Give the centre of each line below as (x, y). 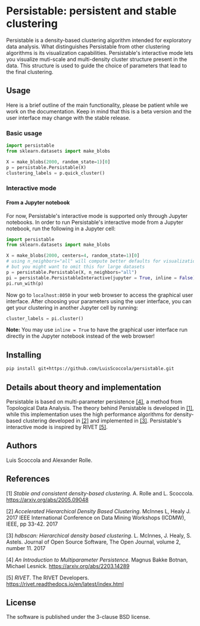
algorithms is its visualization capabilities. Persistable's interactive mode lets (100, 53)
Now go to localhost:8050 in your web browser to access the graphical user (100, 295)
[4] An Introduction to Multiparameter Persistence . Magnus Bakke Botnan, (97, 560)
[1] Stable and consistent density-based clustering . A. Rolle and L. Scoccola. (100, 493)
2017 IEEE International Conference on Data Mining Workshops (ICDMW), (96, 517)
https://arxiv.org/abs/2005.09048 (47, 499)
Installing (24, 355)
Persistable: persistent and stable (91, 11)
